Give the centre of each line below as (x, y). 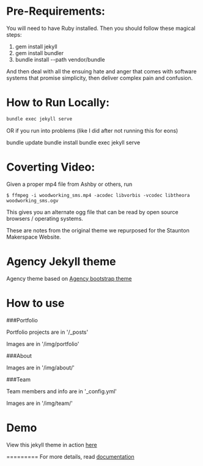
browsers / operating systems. (45, 218)
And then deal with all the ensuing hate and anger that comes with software (102, 71)
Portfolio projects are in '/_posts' (47, 332)
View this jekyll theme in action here (52, 445)
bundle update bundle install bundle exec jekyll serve (73, 142)
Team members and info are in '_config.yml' (62, 391)
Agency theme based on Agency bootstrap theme (69, 278)
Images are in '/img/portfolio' (43, 344)
